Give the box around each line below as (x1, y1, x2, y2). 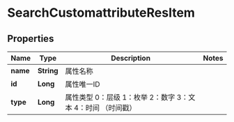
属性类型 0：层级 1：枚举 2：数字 (65, 93, 175, 102)
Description (111, 54, 151, 63)
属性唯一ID (65, 79, 100, 89)
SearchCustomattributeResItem (7, 5, 195, 21)
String (37, 66, 58, 75)
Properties (7, 33, 54, 45)
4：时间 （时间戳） (74, 103, 136, 112)
